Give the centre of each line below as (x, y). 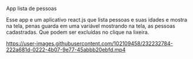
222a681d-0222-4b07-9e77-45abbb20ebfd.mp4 (66, 50)
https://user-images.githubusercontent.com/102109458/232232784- (90, 44)
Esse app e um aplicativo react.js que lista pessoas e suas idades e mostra (96, 20)
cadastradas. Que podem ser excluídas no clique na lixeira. (78, 32)
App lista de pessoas (31, 8)
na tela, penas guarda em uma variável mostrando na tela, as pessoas (91, 26)
